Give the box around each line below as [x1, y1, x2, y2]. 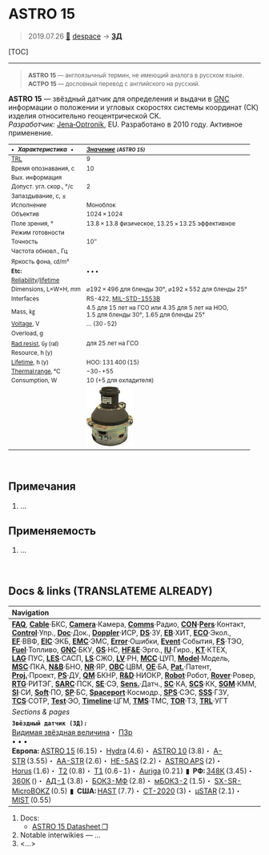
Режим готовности [10, 229, 65, 237]
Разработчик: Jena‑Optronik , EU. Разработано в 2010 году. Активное [8, 119, 243, 129]
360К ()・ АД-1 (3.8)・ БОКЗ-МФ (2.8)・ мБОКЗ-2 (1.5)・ [11, 776, 213, 786]
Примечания [8, 480, 76, 494]
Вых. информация [10, 173, 62, 181]
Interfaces [10, 294, 40, 303]
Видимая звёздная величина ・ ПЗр [11, 728, 133, 737]
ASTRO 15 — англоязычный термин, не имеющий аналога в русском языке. [27, 71, 244, 79]
